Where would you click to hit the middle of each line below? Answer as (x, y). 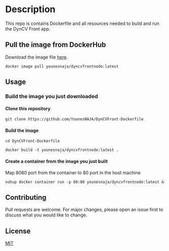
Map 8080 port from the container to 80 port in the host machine (73, 172)
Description (30, 9)
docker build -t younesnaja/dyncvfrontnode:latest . (62, 150)
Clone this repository (28, 108)
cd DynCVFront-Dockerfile (32, 141)
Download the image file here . (37, 57)
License (18, 231)
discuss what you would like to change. (46, 215)
